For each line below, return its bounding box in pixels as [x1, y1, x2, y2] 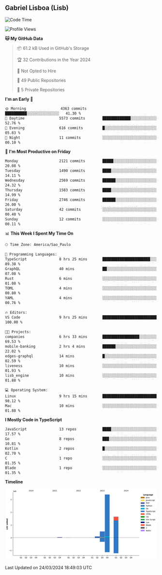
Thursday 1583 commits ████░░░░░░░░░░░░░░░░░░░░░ [5, 188, 157, 192]
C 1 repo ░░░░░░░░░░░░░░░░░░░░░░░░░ [5, 456, 157, 461]
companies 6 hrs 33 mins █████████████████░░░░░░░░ [5, 334, 157, 339]
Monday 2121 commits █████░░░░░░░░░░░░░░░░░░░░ [5, 159, 157, 163]
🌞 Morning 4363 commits [5, 106, 87, 111]
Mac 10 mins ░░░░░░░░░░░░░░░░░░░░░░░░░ [5, 403, 157, 408]
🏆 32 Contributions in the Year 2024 [16, 57, 91, 63]
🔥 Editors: [5, 310, 28, 315]
